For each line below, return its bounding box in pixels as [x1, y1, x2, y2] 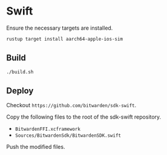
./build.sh [6, 68, 34, 75]
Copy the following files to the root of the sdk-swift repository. [6, 113, 162, 120]
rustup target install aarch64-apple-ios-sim [6, 36, 123, 42]
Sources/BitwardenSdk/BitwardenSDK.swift [15, 133, 121, 139]
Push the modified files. [6, 143, 65, 151]
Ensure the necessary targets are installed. [6, 24, 113, 31]
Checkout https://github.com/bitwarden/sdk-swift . [6, 102, 137, 109]
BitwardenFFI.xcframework [15, 126, 80, 133]
